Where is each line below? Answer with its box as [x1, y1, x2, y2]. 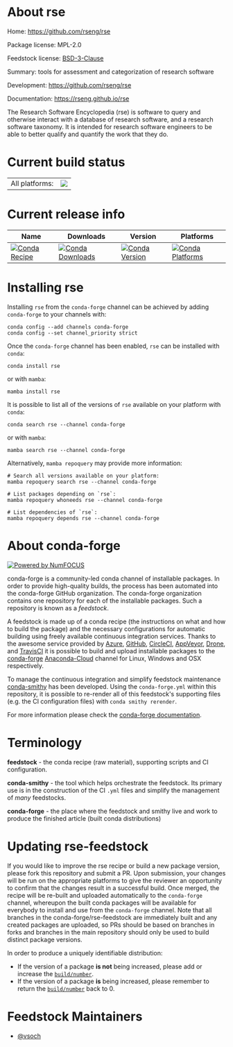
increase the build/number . [17, 969, 94, 978]
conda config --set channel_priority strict [7, 329, 138, 337]
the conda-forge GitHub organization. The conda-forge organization [7, 589, 202, 597]
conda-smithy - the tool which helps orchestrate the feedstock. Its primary [7, 778, 223, 787]
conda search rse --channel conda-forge [7, 421, 126, 428]
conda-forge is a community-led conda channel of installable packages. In [7, 574, 220, 583]
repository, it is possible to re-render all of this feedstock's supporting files [7, 689, 221, 698]
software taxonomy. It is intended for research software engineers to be [7, 122, 213, 131]
